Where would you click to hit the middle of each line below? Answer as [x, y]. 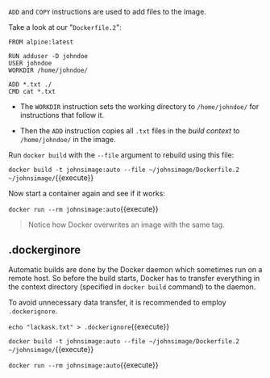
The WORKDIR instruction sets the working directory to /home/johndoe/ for [139, 107]
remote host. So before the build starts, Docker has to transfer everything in [134, 278]
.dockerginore [45, 250]
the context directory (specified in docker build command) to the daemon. [132, 287]
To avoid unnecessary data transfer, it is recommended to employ [118, 302]
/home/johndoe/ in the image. [68, 139]
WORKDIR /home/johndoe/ [48, 70]
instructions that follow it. [62, 115]
